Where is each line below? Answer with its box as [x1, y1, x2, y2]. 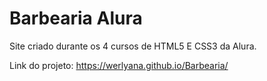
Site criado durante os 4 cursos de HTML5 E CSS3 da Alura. [9, 40, 257, 52]
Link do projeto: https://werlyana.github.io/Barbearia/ [9, 59, 229, 71]
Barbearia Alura [9, 7, 143, 30]
